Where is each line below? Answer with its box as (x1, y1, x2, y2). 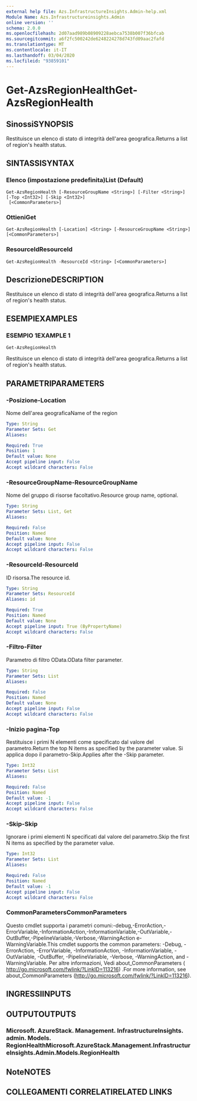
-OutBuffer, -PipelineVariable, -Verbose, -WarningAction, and (37, 953, 185, 960)
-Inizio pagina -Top (6, 725, 60, 733)
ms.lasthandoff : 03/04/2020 (6, 52, 75, 58)
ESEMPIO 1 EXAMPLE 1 (6, 331, 71, 339)
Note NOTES (6, 1067, 51, 1077)
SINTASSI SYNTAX (6, 158, 75, 168)
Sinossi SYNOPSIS (6, 119, 74, 130)
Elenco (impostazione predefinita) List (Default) (6, 176, 144, 184)
